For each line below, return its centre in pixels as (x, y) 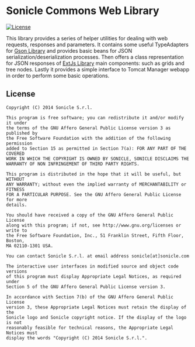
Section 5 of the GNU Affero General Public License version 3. (86, 287)
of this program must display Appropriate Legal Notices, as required (94, 276)
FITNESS (15, 189)
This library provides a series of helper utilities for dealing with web (87, 38)
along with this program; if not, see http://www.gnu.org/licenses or (94, 225)
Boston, (15, 241)
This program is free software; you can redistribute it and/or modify (95, 118)
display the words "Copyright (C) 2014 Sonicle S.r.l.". (77, 338)
